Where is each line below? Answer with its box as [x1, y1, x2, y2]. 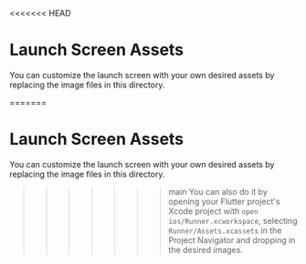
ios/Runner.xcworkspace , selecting [168, 215, 298, 226]
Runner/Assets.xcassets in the [168, 225, 282, 236]
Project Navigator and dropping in [168, 234, 296, 245]
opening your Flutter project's [168, 196, 280, 207]
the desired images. [168, 244, 244, 255]
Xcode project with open [168, 205, 259, 217]
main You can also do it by [168, 186, 268, 197]
